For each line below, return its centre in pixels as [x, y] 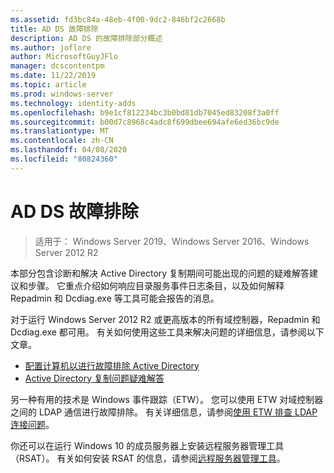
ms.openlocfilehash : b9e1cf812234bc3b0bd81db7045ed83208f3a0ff [145, 112]
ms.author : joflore [51, 47]
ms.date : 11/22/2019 [53, 76]
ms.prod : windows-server [62, 94]
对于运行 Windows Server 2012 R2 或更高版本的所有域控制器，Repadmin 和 [165, 319]
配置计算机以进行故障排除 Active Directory [112, 365]
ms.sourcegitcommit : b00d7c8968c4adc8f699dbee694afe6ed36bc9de [145, 122]
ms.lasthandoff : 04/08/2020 [69, 150]
